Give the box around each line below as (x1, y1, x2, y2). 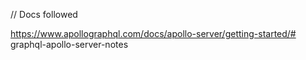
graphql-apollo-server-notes (10, 39, 129, 50)
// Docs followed (10, 9, 78, 20)
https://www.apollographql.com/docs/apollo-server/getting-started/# (10, 28, 297, 39)
